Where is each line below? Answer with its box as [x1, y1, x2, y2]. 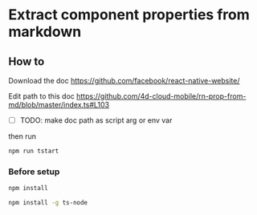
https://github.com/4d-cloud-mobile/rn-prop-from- [75, 91, 247, 101]
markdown [8, 22, 82, 41]
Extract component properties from [8, 6, 251, 24]
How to [8, 55, 45, 68]
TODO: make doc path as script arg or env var [19, 116, 173, 125]
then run [8, 132, 37, 141]
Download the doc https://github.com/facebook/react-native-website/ [8, 76, 240, 85]
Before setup [8, 166, 60, 177]
